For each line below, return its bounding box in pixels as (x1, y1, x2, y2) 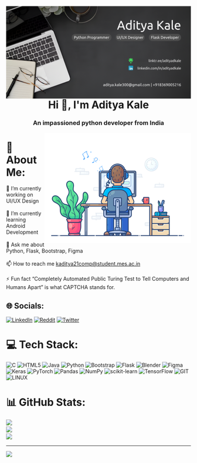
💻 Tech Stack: (6, 338, 79, 351)
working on (6, 191, 33, 199)
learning (6, 216, 26, 223)
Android (6, 223, 25, 230)
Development (6, 229, 39, 236)
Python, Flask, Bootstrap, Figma (6, 247, 83, 254)
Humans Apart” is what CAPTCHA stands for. (6, 284, 116, 291)
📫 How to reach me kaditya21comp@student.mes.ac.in (6, 260, 141, 267)
